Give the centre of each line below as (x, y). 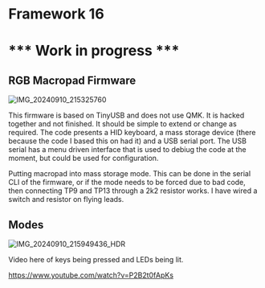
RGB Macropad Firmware (72, 80)
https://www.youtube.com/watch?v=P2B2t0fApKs (91, 275)
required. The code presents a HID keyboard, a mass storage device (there (132, 133)
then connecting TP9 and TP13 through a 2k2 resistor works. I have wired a (133, 191)
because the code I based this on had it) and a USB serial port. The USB (128, 141)
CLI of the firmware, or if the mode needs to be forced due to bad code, (127, 183)
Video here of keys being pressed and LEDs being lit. (96, 259)
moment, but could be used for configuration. (84, 158)
